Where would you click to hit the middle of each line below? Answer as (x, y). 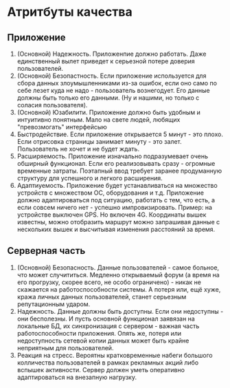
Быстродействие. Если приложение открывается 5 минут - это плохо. (120, 134)
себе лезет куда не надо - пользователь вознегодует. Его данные (114, 90)
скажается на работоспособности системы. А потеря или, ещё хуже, (119, 289)
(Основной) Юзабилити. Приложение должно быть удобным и (108, 112)
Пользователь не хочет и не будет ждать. (78, 149)
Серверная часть (46, 251)
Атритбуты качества (70, 12)
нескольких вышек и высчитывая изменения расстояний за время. (116, 229)
